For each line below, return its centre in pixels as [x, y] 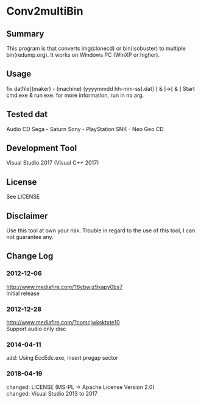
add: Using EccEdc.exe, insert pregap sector [62, 358]
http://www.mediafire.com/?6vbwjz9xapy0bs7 [65, 287]
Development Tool [42, 148]
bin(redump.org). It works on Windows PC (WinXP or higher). [83, 55]
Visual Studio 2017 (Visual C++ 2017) [53, 163]
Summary [25, 34]
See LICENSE [23, 197]
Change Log [30, 256]
